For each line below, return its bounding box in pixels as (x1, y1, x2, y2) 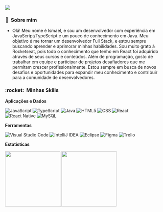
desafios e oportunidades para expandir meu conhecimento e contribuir (12, 69, 158, 76)
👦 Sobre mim (5, 16, 37, 23)
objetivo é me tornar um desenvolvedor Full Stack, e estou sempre (12, 38, 146, 44)
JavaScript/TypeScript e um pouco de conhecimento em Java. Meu (12, 33, 149, 39)
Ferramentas (5, 122, 32, 128)
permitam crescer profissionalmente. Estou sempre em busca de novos (12, 64, 157, 70)
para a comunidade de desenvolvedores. (12, 75, 95, 80)
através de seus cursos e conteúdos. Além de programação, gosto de (12, 54, 153, 60)
